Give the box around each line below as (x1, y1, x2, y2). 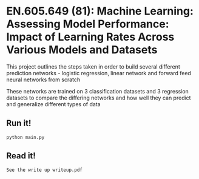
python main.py (6, 134, 45, 140)
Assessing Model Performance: (6, 17, 169, 31)
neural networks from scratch (6, 76, 81, 83)
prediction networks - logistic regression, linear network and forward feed (6, 69, 191, 76)
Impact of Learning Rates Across (6, 30, 175, 44)
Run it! (6, 118, 32, 129)
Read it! (6, 150, 36, 161)
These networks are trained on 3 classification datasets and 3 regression (6, 87, 189, 95)
